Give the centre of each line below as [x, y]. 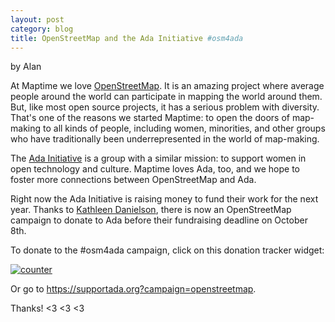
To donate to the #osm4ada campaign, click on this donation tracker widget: [167, 250]
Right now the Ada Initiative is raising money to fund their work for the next [164, 199]
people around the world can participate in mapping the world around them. [166, 97]
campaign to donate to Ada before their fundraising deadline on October [159, 220]
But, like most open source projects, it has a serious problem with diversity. [165, 107]
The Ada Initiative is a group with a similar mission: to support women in [158, 158]
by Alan [26, 67]
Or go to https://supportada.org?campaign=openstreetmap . [133, 289]
